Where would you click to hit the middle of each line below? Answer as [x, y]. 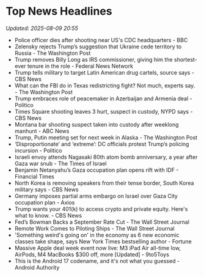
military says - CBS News [46, 189]
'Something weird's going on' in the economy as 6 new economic [97, 235]
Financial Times [34, 176]
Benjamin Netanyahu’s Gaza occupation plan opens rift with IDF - [97, 170]
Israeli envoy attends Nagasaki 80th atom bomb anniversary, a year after [106, 157]
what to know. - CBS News [48, 215]
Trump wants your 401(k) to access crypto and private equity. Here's [101, 209]
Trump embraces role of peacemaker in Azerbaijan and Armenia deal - [104, 98]
